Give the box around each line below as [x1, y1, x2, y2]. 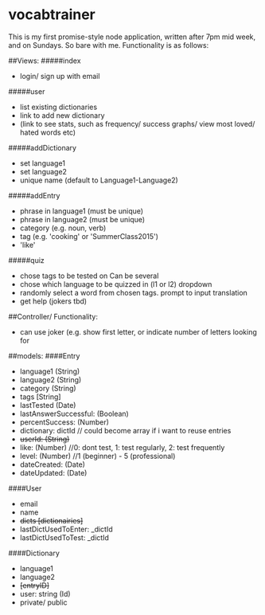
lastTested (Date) [19, 400, 76, 409]
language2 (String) [19, 374, 82, 384]
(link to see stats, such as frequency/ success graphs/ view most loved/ [19, 119, 255, 128]
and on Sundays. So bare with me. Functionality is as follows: [8, 40, 209, 49]
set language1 [19, 158, 66, 168]
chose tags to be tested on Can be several [19, 271, 159, 280]
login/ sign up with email [19, 71, 100, 80]
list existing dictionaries [19, 102, 98, 112]
